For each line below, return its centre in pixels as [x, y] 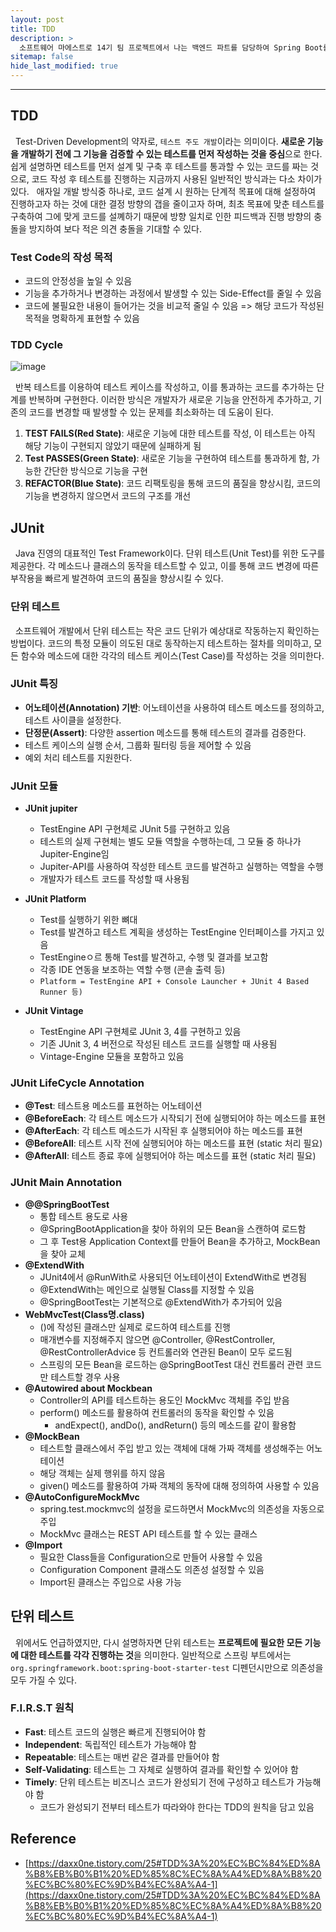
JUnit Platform [55, 899]
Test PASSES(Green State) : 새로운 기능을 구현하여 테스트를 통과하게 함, [167, 458]
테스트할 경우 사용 [85, 1377]
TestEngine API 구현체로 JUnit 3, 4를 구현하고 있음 [140, 1032]
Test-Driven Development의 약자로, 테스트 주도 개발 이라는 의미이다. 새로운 [160, 141]
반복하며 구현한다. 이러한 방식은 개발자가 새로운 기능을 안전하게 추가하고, [170, 400]
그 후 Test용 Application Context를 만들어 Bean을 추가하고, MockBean [180, 1241]
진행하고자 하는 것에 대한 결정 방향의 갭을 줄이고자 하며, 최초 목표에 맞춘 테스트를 [167, 203]
